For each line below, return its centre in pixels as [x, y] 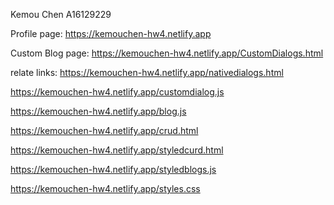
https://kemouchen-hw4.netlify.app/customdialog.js [117, 92]
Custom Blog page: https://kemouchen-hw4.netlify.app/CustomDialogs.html [167, 53]
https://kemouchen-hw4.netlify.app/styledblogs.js [113, 169]
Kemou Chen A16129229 [61, 14]
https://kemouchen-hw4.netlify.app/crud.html [104, 130]
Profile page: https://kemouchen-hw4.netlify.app [111, 33]
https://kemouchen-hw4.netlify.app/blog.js [98, 111]
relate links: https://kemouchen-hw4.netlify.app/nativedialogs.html [147, 72]
